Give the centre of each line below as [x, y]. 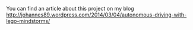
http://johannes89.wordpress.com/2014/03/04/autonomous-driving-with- [96, 15]
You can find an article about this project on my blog [70, 9]
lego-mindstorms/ [28, 21]
